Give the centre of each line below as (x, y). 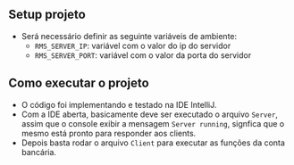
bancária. (39, 152)
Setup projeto (47, 15)
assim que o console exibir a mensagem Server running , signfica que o (153, 123)
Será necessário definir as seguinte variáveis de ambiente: (129, 36)
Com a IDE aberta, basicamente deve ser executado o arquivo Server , (150, 114)
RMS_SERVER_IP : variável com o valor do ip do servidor (133, 45)
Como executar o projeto (79, 83)
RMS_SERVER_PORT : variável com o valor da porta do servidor (143, 55)
